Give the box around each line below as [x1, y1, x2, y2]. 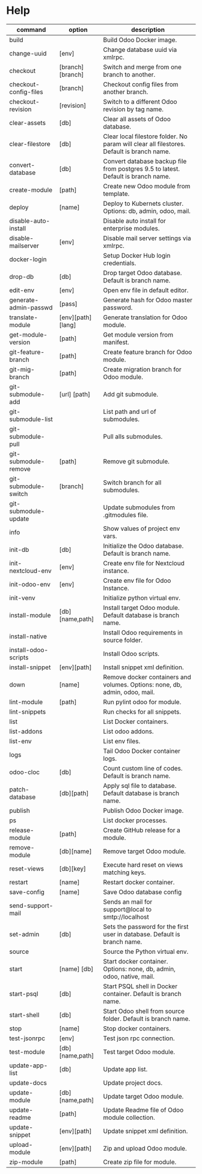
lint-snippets [9, 707, 46, 716]
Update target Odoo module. [103, 1092, 184, 1100]
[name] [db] [59, 965, 94, 973]
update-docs [9, 1078, 47, 1087]
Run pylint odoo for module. [103, 697, 182, 706]
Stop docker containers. [103, 1024, 171, 1032]
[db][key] [59, 864, 86, 872]
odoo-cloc [9, 767, 40, 776]
